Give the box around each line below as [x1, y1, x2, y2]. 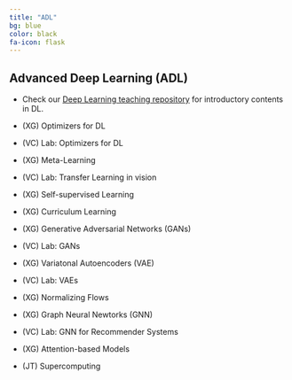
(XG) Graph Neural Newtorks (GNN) [21, 309, 154, 320]
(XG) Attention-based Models [21, 344, 130, 354]
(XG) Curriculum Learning [21, 206, 117, 217]
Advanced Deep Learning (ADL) [9, 70, 188, 85]
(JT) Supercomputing [21, 361, 101, 372]
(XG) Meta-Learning [21, 155, 96, 166]
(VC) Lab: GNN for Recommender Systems [21, 327, 179, 337]
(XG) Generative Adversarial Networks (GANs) [21, 223, 192, 235]
